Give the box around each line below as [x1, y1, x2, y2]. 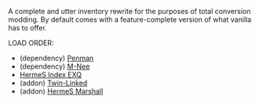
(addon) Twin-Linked [19, 78, 88, 87]
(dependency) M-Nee [19, 62, 90, 71]
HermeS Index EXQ [19, 70, 82, 79]
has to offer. [8, 23, 47, 32]
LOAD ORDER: [8, 38, 54, 48]
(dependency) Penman [19, 54, 94, 62]
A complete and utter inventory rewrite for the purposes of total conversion [8, 7, 251, 16]
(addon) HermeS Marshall [19, 87, 104, 96]
